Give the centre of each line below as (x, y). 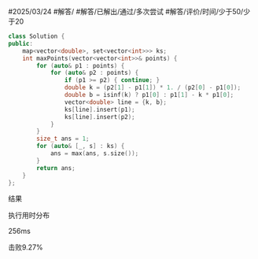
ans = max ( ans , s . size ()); (94, 154)
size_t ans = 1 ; (63, 139)
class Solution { (37, 36)
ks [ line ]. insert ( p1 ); (100, 109)
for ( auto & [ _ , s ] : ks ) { (81, 146)
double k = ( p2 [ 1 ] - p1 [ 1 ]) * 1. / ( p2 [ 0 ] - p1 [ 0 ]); (153, 88)
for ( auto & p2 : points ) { (94, 73)
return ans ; (56, 168)
